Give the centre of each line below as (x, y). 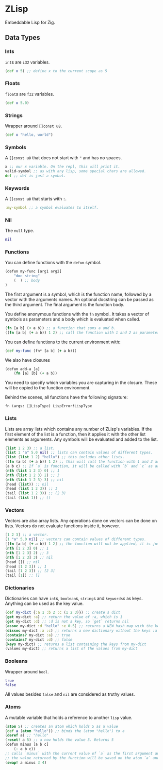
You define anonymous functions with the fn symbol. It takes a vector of (77, 314)
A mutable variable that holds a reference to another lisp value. (69, 718)
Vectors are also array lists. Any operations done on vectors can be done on (81, 521)
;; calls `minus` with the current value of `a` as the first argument (79, 753)
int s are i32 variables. (27, 62)
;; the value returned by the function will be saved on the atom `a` (78, 758)
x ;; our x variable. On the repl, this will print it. (63, 167)
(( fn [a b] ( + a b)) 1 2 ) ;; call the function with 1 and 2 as (71, 333)
